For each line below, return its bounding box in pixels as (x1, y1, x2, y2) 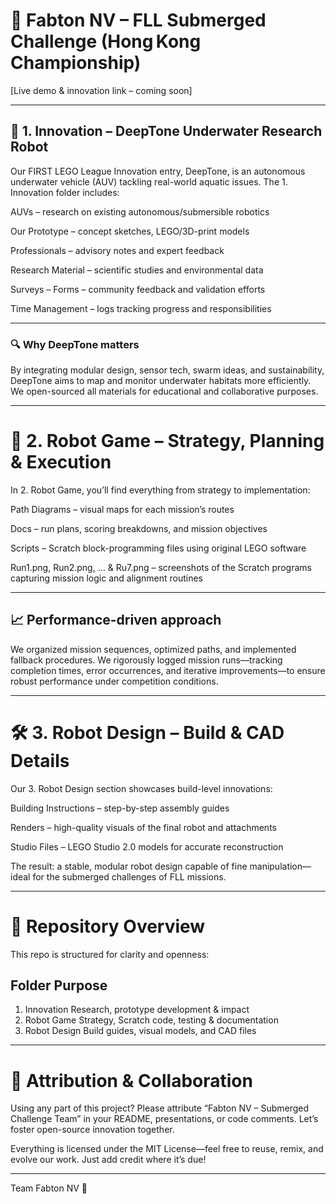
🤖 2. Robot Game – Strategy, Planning (10, 430, 325, 453)
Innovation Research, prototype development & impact (24, 1004, 250, 1016)
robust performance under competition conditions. (10, 675, 219, 687)
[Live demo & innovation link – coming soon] (10, 84, 193, 96)
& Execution (10, 451, 112, 474)
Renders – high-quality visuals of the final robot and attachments (10, 821, 277, 833)
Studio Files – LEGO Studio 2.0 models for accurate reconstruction (10, 840, 284, 853)
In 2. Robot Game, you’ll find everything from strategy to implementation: (10, 484, 311, 496)
